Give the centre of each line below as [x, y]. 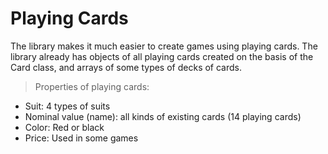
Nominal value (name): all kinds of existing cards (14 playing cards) [163, 116]
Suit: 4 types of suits [67, 106]
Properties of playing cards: [92, 86]
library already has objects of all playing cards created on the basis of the [162, 56]
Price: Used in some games [81, 138]
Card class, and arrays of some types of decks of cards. [126, 67]
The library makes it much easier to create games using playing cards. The [164, 46]
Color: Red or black [64, 127]
